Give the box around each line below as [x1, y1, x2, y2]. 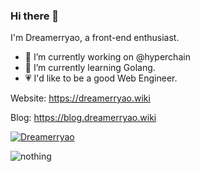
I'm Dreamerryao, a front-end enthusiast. [10, 32, 180, 44]
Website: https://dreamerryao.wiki [10, 92, 151, 104]
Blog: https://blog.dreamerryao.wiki [10, 112, 157, 124]
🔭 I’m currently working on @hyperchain [24, 51, 191, 63]
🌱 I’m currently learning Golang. [24, 62, 156, 74]
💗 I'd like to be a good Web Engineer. [24, 72, 178, 84]
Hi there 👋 [10, 9, 60, 23]
